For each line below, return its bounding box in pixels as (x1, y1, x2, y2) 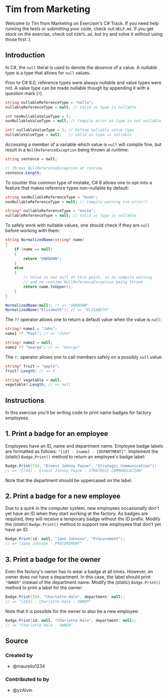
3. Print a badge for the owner (5, 555, 101, 564)
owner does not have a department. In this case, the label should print (5, 574, 151, 580)
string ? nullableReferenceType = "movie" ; (5, 208, 96, 213)
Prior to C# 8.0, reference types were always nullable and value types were (5, 79, 161, 85)
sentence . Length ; (5, 170, 42, 175)
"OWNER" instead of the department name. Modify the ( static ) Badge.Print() (5, 579, 161, 585)
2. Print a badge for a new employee (5, 492, 121, 501)
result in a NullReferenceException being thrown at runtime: (5, 147, 129, 152)
